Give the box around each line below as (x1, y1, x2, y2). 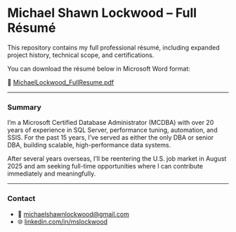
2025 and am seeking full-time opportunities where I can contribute (7, 162, 204, 171)
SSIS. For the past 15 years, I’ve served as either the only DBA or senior (7, 133, 214, 142)
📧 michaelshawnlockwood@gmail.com (17, 209, 130, 218)
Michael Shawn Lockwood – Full (7, 5, 197, 21)
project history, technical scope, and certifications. (7, 51, 155, 59)
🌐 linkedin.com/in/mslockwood (17, 217, 107, 226)
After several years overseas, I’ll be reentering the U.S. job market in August (7, 154, 227, 163)
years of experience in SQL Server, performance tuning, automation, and (7, 126, 218, 135)
